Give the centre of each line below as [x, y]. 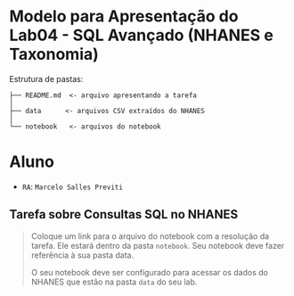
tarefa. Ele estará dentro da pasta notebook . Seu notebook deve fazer [158, 245]
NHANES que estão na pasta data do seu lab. [114, 282]
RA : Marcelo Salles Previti [72, 186]
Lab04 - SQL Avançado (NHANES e [141, 35]
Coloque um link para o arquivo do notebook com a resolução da [150, 236]
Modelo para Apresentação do [124, 16]
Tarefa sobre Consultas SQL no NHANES [124, 214]
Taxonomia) [54, 54]
